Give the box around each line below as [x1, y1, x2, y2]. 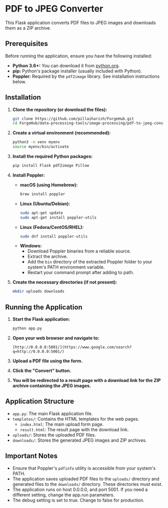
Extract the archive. [27, 253, 68, 260]
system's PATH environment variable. [27, 264, 105, 270]
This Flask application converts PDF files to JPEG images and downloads [5, 20, 156, 26]
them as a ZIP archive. [5, 25, 52, 31]
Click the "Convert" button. [12, 367, 72, 373]
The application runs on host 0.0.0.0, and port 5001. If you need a [12, 486, 148, 492]
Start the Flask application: [12, 316, 70, 322]
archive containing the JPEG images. [12, 383, 91, 389]
